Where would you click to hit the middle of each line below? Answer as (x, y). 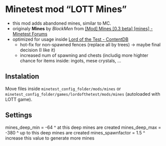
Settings (19, 115)
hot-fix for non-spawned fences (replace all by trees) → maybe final (90, 44)
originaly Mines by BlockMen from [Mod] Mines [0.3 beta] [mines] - (82, 28)
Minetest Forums (30, 34)
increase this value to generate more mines (50, 138)
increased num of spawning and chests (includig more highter (84, 55)
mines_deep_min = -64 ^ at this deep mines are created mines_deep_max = (83, 127)
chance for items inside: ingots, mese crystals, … (70, 60)
